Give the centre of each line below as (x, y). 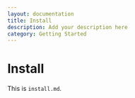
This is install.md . (35, 89)
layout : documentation (41, 14)
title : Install (30, 21)
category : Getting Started (47, 34)
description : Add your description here (68, 27)
